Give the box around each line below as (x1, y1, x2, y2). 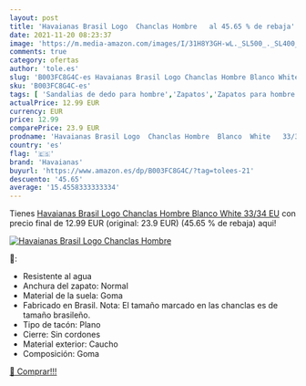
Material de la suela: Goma (22, 290, 123, 301)
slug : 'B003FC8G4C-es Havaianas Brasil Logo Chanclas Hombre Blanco (9, 73, 275, 82)
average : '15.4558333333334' (9, 183, 120, 193)
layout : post (9, 13, 59, 23)
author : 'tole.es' (9, 65, 79, 74)
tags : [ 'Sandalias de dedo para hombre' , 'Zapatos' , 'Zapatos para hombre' (9, 89, 300, 99)
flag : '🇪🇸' (9, 149, 55, 158)
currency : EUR (9, 107, 64, 116)
